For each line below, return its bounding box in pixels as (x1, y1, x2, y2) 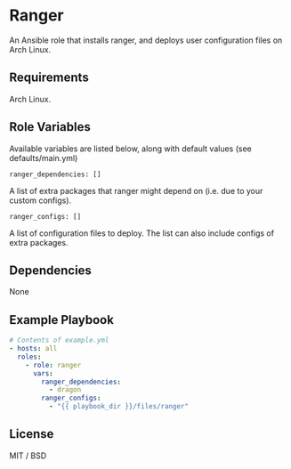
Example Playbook (9, 312, 114, 327)
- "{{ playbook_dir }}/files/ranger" (48, 402, 190, 411)
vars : (32, 368, 53, 378)
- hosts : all (9, 344, 58, 353)
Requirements (9, 70, 89, 85)
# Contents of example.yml (9, 336, 109, 345)
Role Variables (9, 119, 91, 134)
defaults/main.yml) (9, 152, 78, 163)
